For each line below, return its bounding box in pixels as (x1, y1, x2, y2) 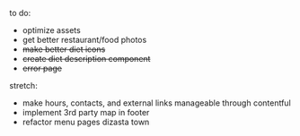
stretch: (9, 81, 38, 90)
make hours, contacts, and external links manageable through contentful (22, 98, 292, 108)
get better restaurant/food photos (22, 35, 147, 45)
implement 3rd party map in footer (22, 107, 150, 117)
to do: (9, 8, 31, 18)
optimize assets (22, 25, 81, 35)
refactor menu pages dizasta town (22, 116, 150, 127)
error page (22, 63, 63, 73)
